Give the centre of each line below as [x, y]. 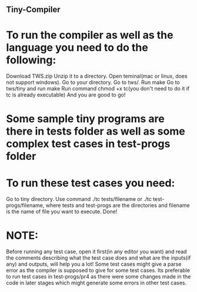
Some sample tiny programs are [85, 118]
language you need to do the [77, 47]
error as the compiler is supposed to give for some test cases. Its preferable [98, 270]
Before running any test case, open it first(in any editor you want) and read [96, 251]
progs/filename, [25, 206]
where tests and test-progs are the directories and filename [118, 206]
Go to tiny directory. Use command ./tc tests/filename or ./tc [79, 199]
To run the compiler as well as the [90, 35]
